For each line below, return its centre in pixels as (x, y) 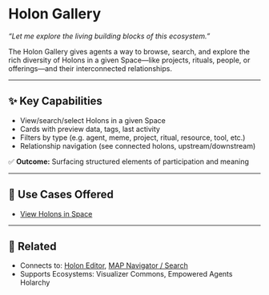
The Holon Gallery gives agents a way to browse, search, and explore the (129, 51)
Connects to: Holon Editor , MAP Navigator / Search (104, 265)
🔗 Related (32, 246)
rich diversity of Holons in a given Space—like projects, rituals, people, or (129, 60)
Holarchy (35, 283)
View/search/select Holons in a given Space (93, 120)
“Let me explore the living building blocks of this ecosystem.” (109, 36)
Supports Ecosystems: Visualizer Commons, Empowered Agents (126, 274)
